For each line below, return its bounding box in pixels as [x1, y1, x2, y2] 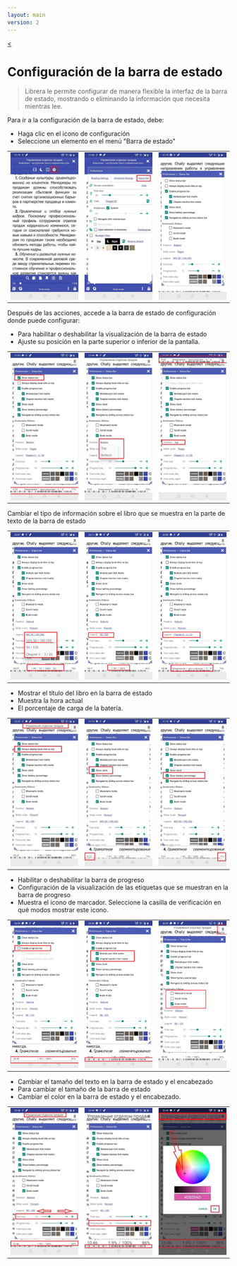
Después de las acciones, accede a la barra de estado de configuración [7, 309, 217, 317]
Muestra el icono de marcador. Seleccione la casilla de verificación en [17, 898, 221, 906]
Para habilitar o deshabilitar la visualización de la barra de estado [17, 330, 207, 338]
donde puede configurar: [7, 316, 80, 325]
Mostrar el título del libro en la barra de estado [17, 689, 153, 697]
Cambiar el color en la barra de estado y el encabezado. [17, 1092, 181, 1101]
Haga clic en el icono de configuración [17, 129, 130, 138]
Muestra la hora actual [17, 696, 83, 704]
